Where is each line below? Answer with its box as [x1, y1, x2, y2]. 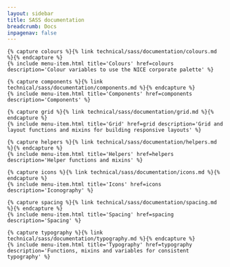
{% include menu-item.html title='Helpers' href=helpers [7, 151, 174, 158]
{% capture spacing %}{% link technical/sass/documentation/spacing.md [7, 199, 217, 206]
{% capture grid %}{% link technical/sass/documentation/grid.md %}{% [7, 108, 214, 116]
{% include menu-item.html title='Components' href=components [7, 90, 193, 97]
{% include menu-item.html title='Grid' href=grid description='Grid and [7, 121, 224, 128]
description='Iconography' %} [7, 187, 94, 194]
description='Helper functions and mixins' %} [7, 157, 143, 164]
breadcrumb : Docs [7, 23, 57, 30]
